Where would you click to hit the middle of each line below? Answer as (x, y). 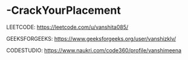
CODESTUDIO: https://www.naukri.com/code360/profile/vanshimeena (94, 50)
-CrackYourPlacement (63, 10)
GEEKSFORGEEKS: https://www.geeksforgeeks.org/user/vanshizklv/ (91, 38)
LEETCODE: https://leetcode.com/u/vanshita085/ (67, 27)
